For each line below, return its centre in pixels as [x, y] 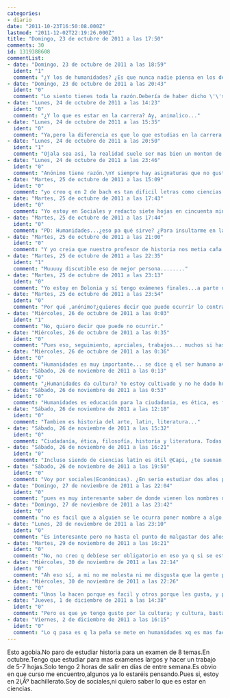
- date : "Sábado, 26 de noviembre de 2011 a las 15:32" [88, 428]
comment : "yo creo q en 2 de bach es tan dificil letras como [104, 192]
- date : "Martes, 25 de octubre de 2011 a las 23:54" [86, 294]
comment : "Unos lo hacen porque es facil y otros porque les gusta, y [116, 594]
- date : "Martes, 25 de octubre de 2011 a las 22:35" [86, 256]
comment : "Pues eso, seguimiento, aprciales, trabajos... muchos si [113, 345]
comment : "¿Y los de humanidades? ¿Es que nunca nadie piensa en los [114, 77]
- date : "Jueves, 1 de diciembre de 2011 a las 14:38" [87, 601]
